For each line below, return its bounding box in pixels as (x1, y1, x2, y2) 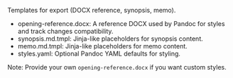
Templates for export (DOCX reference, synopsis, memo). (7, 6, 176, 14)
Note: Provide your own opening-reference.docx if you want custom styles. (7, 63, 227, 71)
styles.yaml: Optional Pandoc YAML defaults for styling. (17, 49, 181, 58)
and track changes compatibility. (17, 27, 114, 35)
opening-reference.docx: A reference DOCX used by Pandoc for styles (17, 20, 225, 27)
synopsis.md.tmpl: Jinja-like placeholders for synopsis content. (17, 34, 204, 43)
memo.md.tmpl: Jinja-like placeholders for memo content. (17, 42, 188, 50)
